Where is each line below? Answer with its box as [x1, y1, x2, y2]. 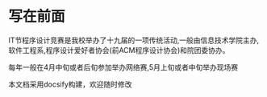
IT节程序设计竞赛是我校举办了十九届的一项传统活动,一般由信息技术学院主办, [8, 35, 260, 45]
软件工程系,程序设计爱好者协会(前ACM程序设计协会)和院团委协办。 [8, 45, 230, 55]
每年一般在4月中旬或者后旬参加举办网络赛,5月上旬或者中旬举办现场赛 [8, 62, 239, 72]
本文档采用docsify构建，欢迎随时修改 [8, 79, 132, 89]
